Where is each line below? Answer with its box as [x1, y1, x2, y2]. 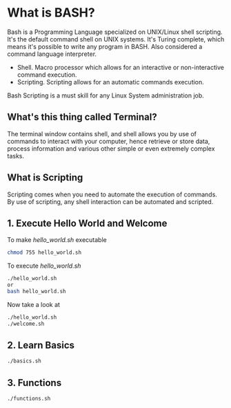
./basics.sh [7, 358, 41, 364]
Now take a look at [7, 300, 61, 308]
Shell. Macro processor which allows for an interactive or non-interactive [17, 63, 224, 71]
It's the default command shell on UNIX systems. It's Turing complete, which [7, 35, 225, 43]
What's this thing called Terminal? [7, 111, 157, 123]
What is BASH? [7, 5, 95, 21]
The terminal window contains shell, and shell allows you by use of [7, 129, 197, 138]
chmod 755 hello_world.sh [7, 249, 81, 257]
